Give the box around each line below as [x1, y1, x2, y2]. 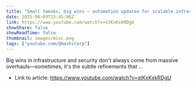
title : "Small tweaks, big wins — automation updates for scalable [6, 8, 174, 14]
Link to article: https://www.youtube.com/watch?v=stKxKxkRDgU [14, 74, 171, 81]
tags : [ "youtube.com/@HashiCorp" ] [6, 41, 90, 47]
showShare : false [6, 24, 48, 31]
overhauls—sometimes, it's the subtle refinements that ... [6, 63, 143, 70]
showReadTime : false [6, 30, 57, 36]
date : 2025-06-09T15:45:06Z [6, 14, 75, 20]
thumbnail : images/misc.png [6, 35, 75, 41]
